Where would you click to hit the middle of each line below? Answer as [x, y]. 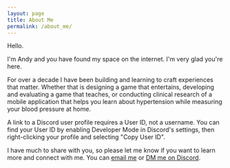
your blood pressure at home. [49, 109]
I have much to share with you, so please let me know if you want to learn [111, 150]
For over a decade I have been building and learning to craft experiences [110, 80]
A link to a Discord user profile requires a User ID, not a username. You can [114, 123]
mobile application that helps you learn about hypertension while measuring [115, 102]
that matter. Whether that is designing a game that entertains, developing [111, 87]
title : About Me [30, 20]
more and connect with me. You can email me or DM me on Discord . [104, 158]
